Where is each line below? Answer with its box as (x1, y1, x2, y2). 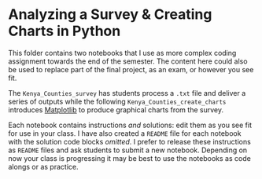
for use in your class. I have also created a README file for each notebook (8, 128, 242, 138)
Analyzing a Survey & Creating (8, 5, 212, 24)
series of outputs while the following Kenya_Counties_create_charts (8, 97, 227, 106)
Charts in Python (8, 22, 121, 40)
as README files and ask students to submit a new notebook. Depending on (8, 145, 248, 155)
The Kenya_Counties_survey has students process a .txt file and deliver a (8, 88, 246, 97)
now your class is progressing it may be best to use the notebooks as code (8, 153, 252, 163)
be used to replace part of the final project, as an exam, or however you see (8, 64, 254, 74)
